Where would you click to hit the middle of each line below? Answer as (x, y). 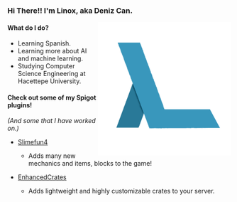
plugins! (20, 105)
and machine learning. (50, 58)
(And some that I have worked (51, 121)
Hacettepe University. (49, 81)
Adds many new (52, 156)
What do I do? (28, 28)
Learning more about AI (52, 51)
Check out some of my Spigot (52, 97)
